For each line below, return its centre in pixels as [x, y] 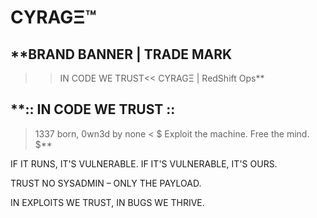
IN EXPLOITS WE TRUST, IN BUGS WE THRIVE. [107, 202]
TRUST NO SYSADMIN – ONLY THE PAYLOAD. [106, 183]
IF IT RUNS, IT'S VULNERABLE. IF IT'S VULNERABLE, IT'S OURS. [144, 163]
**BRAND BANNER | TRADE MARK [121, 54]
